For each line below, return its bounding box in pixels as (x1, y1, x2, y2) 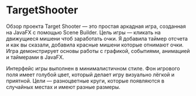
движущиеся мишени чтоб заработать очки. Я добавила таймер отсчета (6, 35, 188, 42)
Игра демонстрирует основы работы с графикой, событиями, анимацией (6, 47, 190, 54)
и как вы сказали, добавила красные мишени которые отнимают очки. (6, 41, 184, 48)
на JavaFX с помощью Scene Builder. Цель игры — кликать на (6, 29, 161, 35)
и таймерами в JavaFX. (6, 54, 64, 61)
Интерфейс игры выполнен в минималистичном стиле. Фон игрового (6, 65, 180, 72)
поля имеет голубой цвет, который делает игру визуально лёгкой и (6, 71, 175, 78)
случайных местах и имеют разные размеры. (6, 83, 121, 90)
